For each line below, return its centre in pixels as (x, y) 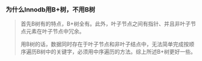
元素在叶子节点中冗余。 (55, 31)
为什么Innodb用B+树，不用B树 (50, 9)
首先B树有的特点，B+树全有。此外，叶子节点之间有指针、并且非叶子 (106, 24)
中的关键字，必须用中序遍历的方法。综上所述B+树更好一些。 (121, 52)
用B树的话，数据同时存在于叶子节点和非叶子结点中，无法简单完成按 (105, 44)
